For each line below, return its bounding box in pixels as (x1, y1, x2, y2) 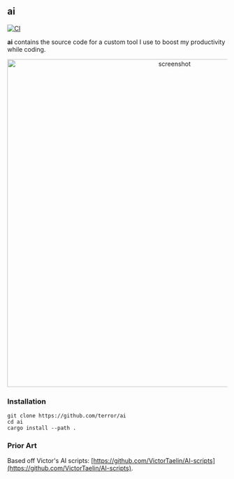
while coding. (7, 45, 46, 53)
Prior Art (7, 441, 37, 450)
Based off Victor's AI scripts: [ (7, 457, 94, 465)
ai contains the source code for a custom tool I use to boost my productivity (7, 38, 226, 46)
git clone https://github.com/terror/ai (7, 413, 127, 420)
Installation (7, 396, 47, 406)
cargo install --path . (7, 424, 77, 432)
